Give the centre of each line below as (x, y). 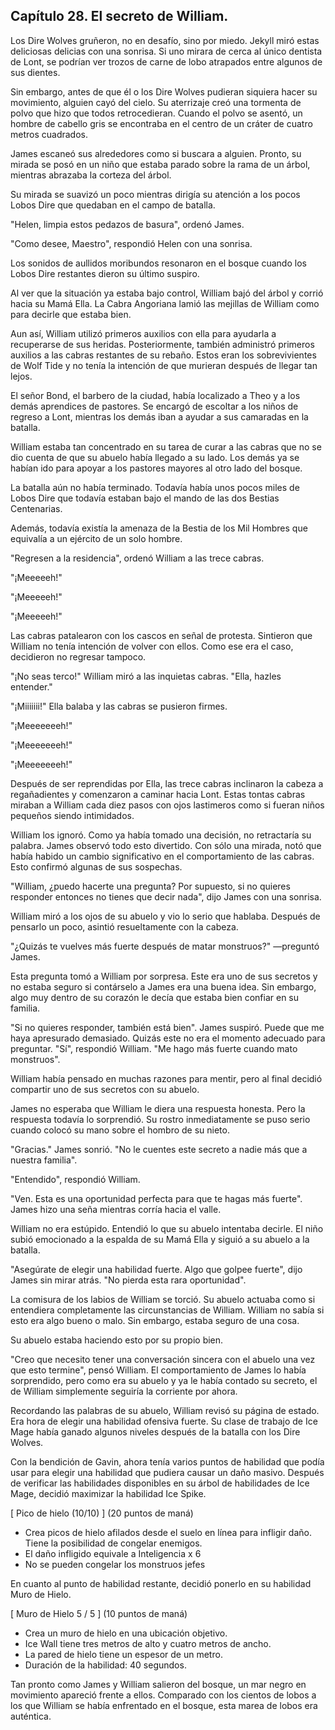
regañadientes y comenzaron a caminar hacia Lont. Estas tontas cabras (158, 794)
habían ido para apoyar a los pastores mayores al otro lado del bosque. (156, 468)
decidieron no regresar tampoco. (78, 656)
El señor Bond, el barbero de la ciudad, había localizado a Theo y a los (155, 395)
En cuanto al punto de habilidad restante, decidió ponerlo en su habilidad (161, 1583)
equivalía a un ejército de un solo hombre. (96, 538)
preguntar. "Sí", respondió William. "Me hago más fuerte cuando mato (154, 1048)
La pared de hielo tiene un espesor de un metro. (123, 1654)
